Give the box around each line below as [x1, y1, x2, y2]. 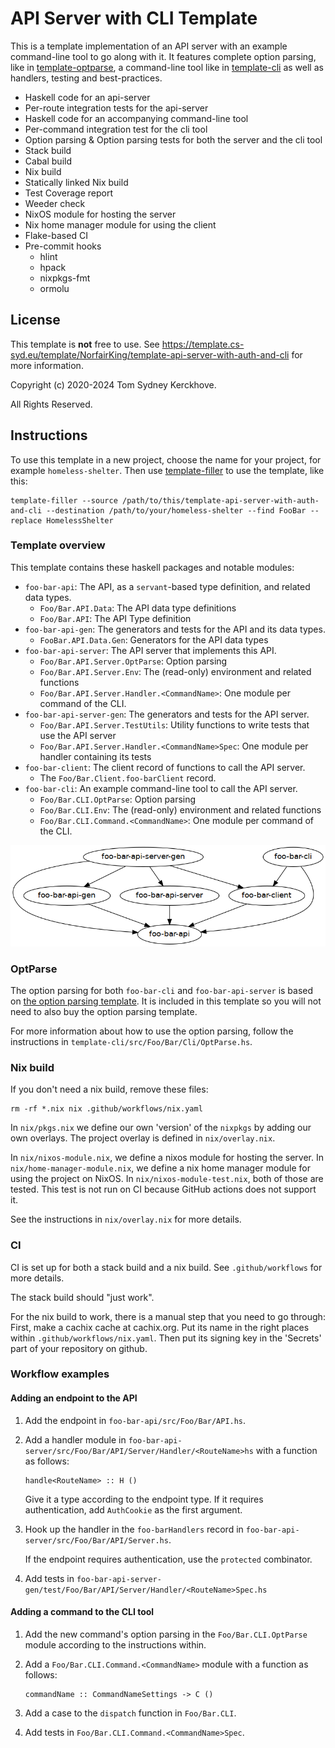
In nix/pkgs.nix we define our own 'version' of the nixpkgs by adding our [10, 1122, 312, 1134]
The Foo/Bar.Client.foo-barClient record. [39, 772, 217, 784]
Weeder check [24, 197, 86, 209]
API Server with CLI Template [10, 7, 258, 30]
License [10, 312, 61, 329]
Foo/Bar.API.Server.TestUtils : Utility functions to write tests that [39, 718, 310, 731]
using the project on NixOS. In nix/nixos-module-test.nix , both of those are [10, 1173, 324, 1185]
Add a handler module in [24, 1433, 127, 1446]
